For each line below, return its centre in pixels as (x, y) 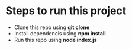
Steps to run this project (66, 11)
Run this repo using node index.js (55, 40)
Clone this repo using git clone (52, 27)
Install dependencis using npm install (60, 33)
